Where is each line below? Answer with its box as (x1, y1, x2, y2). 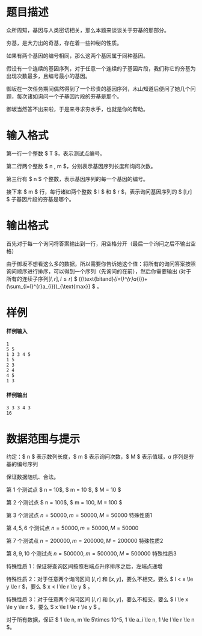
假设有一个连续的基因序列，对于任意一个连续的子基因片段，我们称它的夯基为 (6, 64, 196, 72)
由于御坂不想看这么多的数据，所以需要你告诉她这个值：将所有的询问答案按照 (6, 260, 196, 268)
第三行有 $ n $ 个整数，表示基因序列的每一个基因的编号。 (6, 175, 148, 182)
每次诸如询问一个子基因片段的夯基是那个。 (16, 93, 122, 100)
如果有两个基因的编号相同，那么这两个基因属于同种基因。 (6, 52, 148, 59)
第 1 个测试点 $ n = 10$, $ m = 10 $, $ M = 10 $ (6, 486, 121, 494)
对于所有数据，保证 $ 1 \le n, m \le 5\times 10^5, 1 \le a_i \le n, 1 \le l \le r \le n (6, 616, 195, 623)
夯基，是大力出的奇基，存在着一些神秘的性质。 (6, 39, 122, 46)
